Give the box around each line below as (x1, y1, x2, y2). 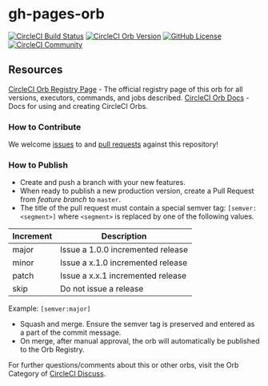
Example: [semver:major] (8, 304, 91, 313)
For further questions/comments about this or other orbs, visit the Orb (8, 360, 239, 370)
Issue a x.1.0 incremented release (59, 257, 188, 268)
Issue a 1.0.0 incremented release (59, 244, 189, 255)
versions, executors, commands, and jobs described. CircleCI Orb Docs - (8, 93, 250, 103)
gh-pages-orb (8, 5, 106, 23)
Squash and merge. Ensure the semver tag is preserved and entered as (19, 320, 255, 329)
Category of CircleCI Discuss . (8, 369, 106, 379)
